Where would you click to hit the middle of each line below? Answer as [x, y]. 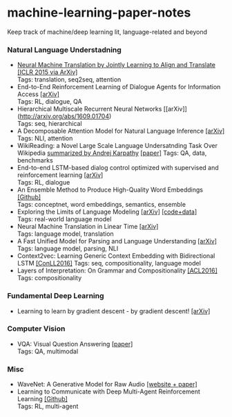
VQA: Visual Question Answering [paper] [75, 344]
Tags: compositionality [49, 278]
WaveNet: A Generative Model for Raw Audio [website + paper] [107, 384]
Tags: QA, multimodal [48, 351]
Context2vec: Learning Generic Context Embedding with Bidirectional [116, 256]
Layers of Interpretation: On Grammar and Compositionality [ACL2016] [117, 270]
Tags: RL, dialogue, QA [50, 102]
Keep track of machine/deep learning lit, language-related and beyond [107, 32]
